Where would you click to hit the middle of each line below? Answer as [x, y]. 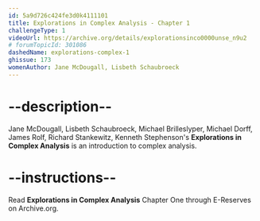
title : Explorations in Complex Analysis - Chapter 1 [99, 23]
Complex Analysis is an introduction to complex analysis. [103, 145]
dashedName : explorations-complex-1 [69, 52]
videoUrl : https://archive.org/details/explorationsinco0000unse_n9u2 [128, 38]
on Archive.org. [33, 208]
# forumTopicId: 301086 [48, 45]
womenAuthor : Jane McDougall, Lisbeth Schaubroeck [94, 68]
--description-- [60, 106]
